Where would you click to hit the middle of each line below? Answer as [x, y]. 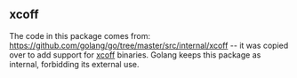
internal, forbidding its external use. [74, 64]
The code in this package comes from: [80, 35]
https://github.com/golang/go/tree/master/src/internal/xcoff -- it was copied [149, 45]
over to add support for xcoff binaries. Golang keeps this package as [135, 55]
